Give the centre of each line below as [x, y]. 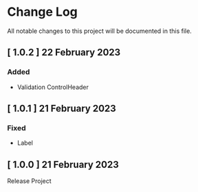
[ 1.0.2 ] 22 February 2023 [64, 52]
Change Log [42, 12]
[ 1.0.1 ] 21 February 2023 [62, 109]
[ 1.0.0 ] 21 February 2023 [63, 164]
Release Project [29, 181]
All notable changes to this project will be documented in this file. [100, 31]
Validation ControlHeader [53, 87]
